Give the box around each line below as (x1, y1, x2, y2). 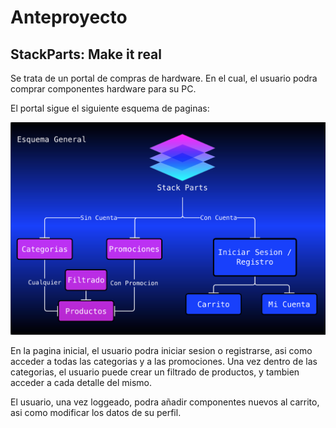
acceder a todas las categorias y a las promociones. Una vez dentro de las (10, 356, 318, 368)
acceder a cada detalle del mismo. (10, 377, 153, 389)
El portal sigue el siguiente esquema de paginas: (10, 102, 210, 114)
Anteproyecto (10, 6, 128, 29)
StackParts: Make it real (10, 46, 162, 63)
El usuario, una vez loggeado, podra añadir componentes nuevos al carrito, (10, 396, 320, 408)
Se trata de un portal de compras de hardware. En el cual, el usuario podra (10, 72, 318, 84)
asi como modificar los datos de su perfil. (10, 407, 182, 419)
